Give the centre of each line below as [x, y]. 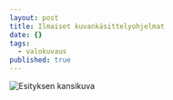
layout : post [34, 18]
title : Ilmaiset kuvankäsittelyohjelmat [87, 26]
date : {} [26, 35]
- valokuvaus [42, 52]
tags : [20, 43]
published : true [40, 60]
